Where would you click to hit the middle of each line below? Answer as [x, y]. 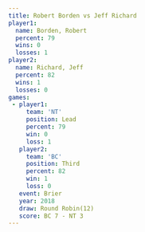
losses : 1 [31, 53]
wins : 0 [28, 45]
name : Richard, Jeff [49, 68]
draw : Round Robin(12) [56, 208]
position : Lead [51, 120]
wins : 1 [28, 82]
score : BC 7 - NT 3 [51, 216]
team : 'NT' [44, 112]
